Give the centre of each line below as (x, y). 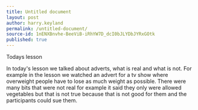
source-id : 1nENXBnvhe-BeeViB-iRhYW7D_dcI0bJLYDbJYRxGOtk (81, 34)
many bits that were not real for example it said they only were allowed (94, 87)
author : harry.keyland (35, 23)
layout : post (23, 17)
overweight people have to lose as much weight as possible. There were (96, 81)
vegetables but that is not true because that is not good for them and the (97, 94)
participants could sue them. (42, 100)
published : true (27, 40)
